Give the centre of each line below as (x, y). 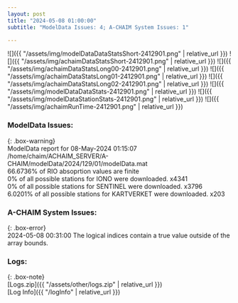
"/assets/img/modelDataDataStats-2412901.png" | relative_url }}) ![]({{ (110, 92)
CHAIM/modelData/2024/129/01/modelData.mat (77, 163)
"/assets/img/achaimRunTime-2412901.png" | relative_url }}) (95, 107)
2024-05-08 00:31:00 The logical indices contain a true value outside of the (119, 235)
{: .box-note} (26, 277)
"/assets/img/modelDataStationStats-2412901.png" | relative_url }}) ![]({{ (113, 99)
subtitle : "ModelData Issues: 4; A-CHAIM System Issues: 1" (98, 27)
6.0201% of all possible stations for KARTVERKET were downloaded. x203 (116, 194)
